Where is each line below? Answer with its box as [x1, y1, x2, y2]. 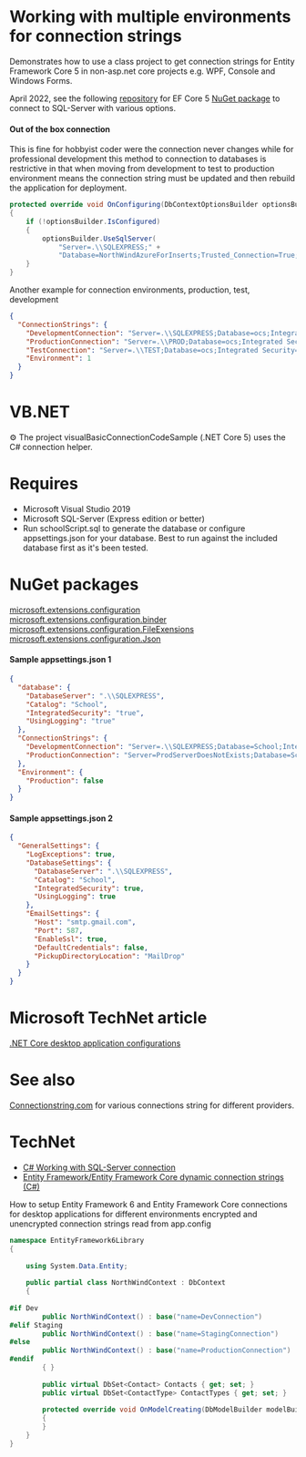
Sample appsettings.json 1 [9, 654, 112, 665]
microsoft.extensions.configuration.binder [9, 613, 167, 625]
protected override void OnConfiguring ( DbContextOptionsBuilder [9, 200, 259, 210]
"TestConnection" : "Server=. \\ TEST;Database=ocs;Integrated [25, 345, 259, 354]
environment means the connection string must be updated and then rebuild [9, 173, 296, 184]
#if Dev [9, 1303, 39, 1313]
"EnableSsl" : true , [33, 934, 107, 944]
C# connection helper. [9, 441, 93, 452]
